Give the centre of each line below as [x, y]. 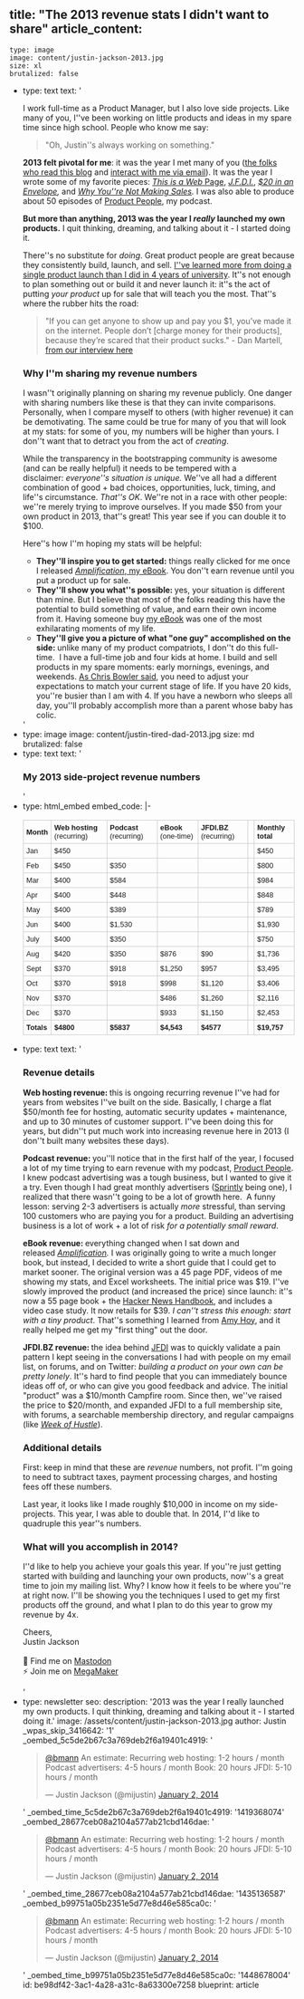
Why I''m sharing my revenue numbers [109, 373]
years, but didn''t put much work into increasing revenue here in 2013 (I [156, 1130]
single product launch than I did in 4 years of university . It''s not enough [157, 274]
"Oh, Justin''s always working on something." [130, 145]
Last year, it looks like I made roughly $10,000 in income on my [140, 1504]
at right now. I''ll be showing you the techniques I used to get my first [151, 1595]
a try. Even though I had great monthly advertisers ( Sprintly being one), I [157, 1187]
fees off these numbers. [67, 1486]
